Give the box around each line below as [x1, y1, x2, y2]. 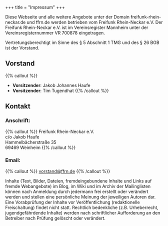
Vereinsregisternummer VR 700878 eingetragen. [5, 30, 105, 35]
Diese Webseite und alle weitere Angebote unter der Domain [5, 14, 130, 19]
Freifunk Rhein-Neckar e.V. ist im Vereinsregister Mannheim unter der [5, 24, 148, 30]
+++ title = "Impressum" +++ [5, 4, 65, 10]
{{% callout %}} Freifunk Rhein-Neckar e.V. [5, 128, 94, 134]
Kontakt [5, 102, 31, 110]
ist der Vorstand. [5, 45, 39, 50]
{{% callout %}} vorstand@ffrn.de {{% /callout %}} [5, 168, 110, 174]
